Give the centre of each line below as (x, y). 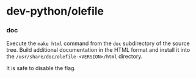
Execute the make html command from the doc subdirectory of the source (98, 43)
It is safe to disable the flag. (41, 68)
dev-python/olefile (55, 11)
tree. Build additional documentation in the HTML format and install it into (98, 50)
